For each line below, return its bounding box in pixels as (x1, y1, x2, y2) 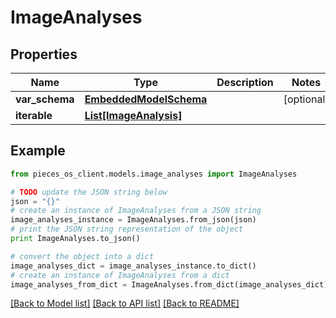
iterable (15, 109, 53, 122)
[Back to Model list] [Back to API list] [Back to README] (10, 297, 240, 310)
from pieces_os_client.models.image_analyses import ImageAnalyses (10, 169, 298, 179)
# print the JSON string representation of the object (10, 224, 244, 235)
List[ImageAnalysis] (84, 109, 183, 122)
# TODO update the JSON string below (10, 187, 168, 197)
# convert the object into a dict (10, 251, 155, 261)
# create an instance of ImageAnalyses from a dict (10, 270, 230, 280)
